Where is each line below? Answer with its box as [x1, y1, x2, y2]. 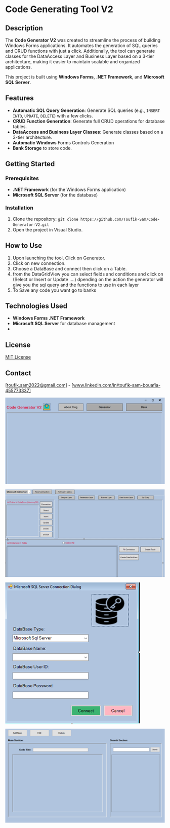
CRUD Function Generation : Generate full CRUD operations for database [12, 118, 165, 124]
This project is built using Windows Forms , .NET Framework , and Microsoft [5, 74, 164, 80]
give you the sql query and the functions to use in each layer [12, 282, 139, 288]
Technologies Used [5, 302, 67, 310]
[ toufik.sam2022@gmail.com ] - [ [5, 382, 73, 388]
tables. [12, 123, 27, 130]
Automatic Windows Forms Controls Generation [12, 139, 114, 145]
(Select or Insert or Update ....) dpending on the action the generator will [12, 276, 163, 282]
